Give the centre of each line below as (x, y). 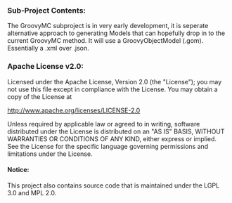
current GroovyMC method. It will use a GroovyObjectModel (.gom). (105, 41)
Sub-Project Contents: (47, 11)
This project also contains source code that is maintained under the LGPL (114, 185)
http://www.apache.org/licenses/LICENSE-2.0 (74, 110)
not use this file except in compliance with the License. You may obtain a (112, 89)
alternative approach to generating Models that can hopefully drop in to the (116, 33)
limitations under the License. (50, 154)
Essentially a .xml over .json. (48, 48)
